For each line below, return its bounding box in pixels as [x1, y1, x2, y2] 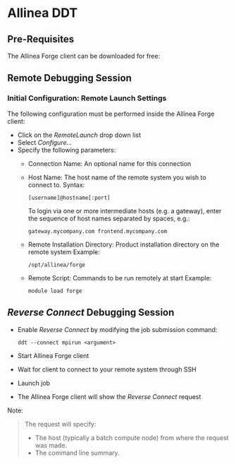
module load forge [27, 287, 82, 295]
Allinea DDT [7, 5, 78, 21]
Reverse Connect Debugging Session [7, 307, 175, 319]
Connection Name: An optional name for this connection [27, 159, 192, 167]
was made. [35, 441, 68, 449]
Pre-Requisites [7, 33, 75, 45]
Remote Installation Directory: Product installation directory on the [27, 240, 220, 249]
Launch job [17, 379, 51, 387]
